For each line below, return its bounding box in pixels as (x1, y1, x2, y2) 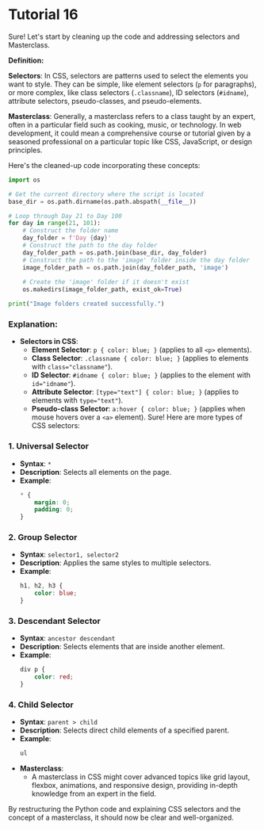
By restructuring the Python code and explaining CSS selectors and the (8, 805, 241, 814)
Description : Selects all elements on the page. (19, 467, 172, 476)
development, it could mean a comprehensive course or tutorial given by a (8, 128, 251, 138)
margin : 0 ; (34, 498, 71, 507)
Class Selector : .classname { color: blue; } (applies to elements (31, 354, 249, 363)
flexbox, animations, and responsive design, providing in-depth (31, 781, 238, 790)
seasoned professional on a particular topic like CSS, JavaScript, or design (8, 136, 252, 146)
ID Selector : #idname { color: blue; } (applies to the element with (31, 370, 251, 380)
